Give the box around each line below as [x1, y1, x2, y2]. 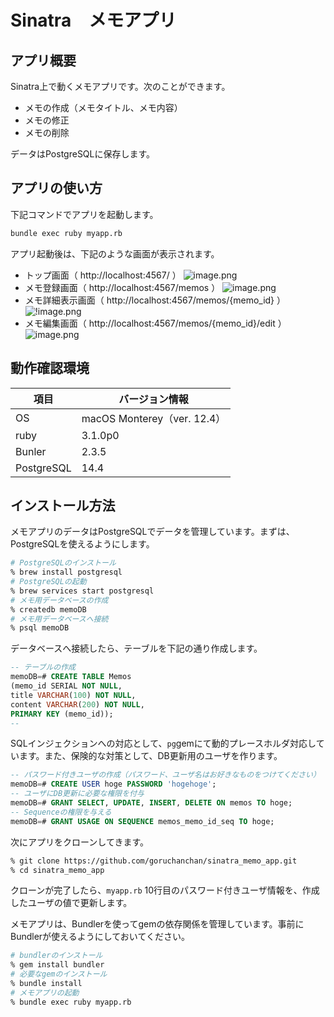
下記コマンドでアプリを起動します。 [10, 208, 159, 220]
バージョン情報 [118, 392, 189, 406]
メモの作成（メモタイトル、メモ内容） [24, 102, 183, 113]
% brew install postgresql [10, 567, 123, 578]
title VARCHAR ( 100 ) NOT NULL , [10, 690, 137, 700]
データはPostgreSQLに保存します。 [10, 148, 156, 160]
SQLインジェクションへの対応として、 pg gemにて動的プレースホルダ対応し [10, 737, 317, 750]
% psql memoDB [10, 623, 70, 633]
